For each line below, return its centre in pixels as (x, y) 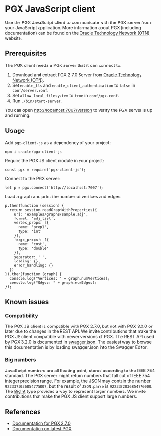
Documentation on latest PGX (42, 429)
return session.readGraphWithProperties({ (53, 210)
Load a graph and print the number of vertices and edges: (63, 196)
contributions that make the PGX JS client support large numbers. (71, 396)
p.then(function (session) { (35, 206)
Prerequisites (26, 54)
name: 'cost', (32, 244)
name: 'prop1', (33, 227)
